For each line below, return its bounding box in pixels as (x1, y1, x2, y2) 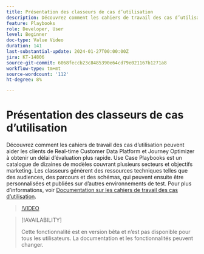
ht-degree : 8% (6, 77, 42, 83)
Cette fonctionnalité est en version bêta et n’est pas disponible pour (21, 228, 191, 236)
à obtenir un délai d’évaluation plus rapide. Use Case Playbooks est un (6, 154, 182, 162)
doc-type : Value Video (6, 37, 64, 43)
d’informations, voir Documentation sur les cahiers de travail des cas (6, 187, 178, 194)
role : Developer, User (6, 26, 64, 32)
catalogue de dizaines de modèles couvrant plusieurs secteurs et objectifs (6, 160, 193, 168)
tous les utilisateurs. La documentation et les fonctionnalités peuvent (21, 235, 193, 242)
